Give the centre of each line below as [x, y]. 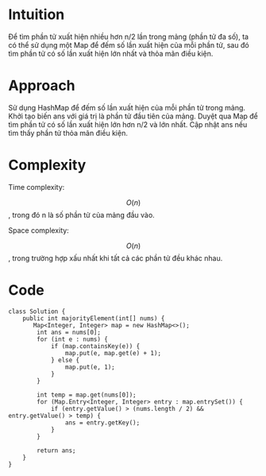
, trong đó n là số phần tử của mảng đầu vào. [81, 215]
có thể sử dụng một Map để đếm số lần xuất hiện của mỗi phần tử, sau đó [129, 45]
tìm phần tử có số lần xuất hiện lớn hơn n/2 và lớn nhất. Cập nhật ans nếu [128, 124]
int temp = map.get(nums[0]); [87, 395]
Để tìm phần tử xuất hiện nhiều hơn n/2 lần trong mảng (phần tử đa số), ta [128, 37]
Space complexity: [39, 230]
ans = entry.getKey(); [102, 423]
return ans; [57, 451]
